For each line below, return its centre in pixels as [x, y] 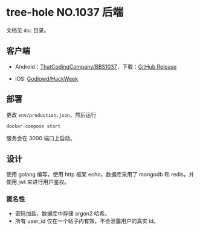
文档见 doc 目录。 [28, 30]
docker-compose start [34, 126]
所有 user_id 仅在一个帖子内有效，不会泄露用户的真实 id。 [87, 221]
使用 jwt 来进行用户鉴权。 [38, 182]
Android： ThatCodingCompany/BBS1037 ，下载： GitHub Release [96, 66]
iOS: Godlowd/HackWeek [47, 78]
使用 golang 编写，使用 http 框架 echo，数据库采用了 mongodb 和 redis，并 [100, 175]
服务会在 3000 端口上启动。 [41, 138]
